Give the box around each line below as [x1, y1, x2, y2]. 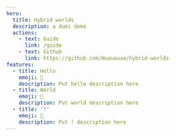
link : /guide [24, 42, 62, 49]
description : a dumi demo [12, 23, 87, 30]
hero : [6, 10, 22, 17]
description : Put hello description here [18, 80, 138, 87]
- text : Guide [18, 36, 59, 43]
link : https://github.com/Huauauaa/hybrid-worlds [24, 55, 169, 62]
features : [6, 61, 35, 68]
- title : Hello [12, 67, 56, 74]
